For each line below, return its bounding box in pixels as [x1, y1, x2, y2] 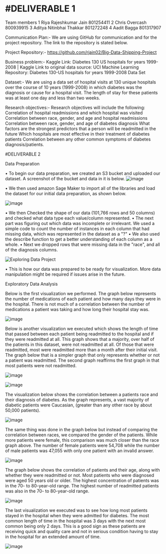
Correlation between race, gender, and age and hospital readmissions [5, 115, 148, 121]
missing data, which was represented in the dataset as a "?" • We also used [5, 231, 160, 237]
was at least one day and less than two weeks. [5, 95, 101, 101]
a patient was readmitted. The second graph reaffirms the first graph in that [5, 357, 160, 363]
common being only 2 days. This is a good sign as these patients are [5, 523, 145, 529]
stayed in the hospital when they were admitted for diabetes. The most [5, 512, 150, 518]
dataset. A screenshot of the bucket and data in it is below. [5, 175, 125, 181]
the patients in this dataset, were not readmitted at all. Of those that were [5, 341, 155, 347]
